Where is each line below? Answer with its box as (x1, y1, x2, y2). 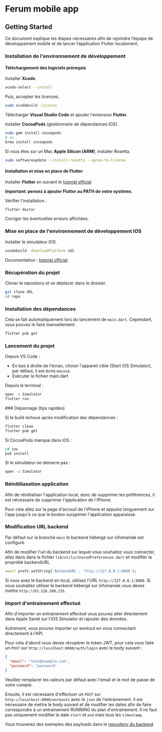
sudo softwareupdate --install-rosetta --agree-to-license (5, 157, 126, 163)
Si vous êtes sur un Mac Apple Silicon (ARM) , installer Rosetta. (5, 148, 131, 154)
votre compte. (5, 682, 33, 687)
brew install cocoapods (5, 140, 53, 144)
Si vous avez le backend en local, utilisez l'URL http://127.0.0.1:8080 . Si (5, 577, 151, 583)
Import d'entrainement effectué (5, 600, 81, 607)
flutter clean (5, 424, 34, 429)
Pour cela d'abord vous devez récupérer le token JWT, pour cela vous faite (5, 640, 154, 646)
